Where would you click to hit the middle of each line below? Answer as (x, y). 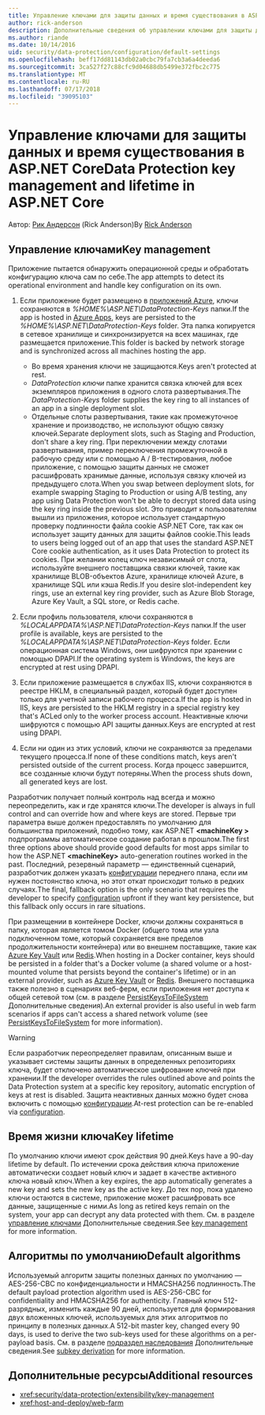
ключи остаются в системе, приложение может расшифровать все (122, 1198)
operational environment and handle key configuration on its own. (115, 285)
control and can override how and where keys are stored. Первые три (122, 814)
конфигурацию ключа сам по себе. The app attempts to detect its (116, 277)
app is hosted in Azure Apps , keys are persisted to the (107, 317)
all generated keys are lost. (63, 782)
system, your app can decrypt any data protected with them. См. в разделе (131, 1214)
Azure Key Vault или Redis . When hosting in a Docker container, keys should (131, 955)
